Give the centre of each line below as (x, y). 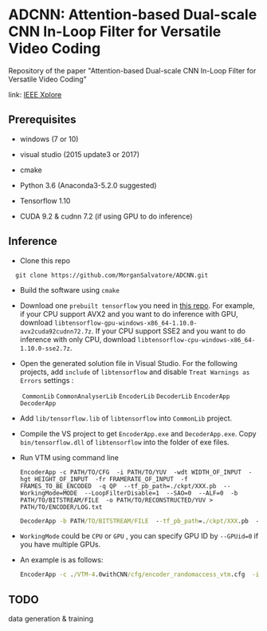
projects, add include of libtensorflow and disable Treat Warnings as (135, 372)
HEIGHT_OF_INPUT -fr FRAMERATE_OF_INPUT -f (112, 479)
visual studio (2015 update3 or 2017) (80, 154)
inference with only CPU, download (78, 339)
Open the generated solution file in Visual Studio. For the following (128, 363)
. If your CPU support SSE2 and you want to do (168, 331)
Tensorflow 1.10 (45, 200)
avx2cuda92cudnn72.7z (55, 331)
